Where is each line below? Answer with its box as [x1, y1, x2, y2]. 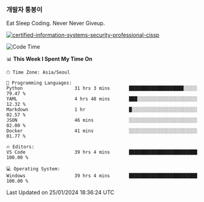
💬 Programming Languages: [6, 80, 72, 86]
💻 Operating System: [6, 166, 61, 172]
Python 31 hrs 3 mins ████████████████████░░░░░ [6, 85, 198, 92]
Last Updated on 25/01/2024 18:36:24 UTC [6, 189, 114, 196]
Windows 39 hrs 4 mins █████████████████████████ [6, 173, 198, 179]
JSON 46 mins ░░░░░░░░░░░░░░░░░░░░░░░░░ [6, 117, 198, 124]
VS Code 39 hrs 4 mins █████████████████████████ [6, 149, 198, 156]
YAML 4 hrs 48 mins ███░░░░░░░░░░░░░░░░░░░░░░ [6, 96, 198, 102]
